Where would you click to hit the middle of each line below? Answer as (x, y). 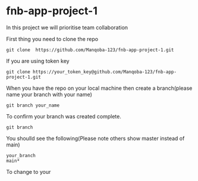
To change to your (29, 171)
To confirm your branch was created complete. (64, 116)
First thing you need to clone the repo (52, 39)
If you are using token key (38, 61)
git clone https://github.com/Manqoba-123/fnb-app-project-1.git (90, 50)
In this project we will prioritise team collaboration (67, 27)
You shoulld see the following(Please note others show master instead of (95, 138)
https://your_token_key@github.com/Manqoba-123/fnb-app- (105, 72)
